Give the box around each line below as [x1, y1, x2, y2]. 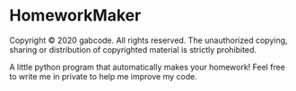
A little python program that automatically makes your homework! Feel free [9, 62, 285, 72]
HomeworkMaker [9, 5, 142, 26]
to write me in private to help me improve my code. [9, 70, 197, 81]
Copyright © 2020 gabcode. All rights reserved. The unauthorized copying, [9, 35, 289, 45]
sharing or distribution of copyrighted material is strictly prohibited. [9, 44, 257, 54]
